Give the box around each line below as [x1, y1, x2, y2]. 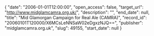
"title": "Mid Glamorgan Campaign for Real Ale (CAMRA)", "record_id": [4, 15, 147, 20]
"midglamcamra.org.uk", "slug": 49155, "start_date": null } [4, 25, 122, 31]
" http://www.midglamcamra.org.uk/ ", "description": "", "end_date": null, [4, 9, 150, 15]
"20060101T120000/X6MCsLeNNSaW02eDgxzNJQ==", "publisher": [4, 20, 144, 26]
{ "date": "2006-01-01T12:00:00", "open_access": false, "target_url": [4, 4, 144, 10]
